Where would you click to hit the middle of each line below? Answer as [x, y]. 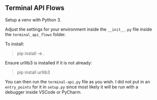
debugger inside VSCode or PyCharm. [43, 92]
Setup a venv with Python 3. [33, 20]
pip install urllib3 [33, 72]
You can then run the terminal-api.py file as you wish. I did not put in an [78, 81]
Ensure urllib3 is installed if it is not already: [49, 62]
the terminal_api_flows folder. [35, 34]
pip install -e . [31, 53]
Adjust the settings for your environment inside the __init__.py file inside [78, 29]
